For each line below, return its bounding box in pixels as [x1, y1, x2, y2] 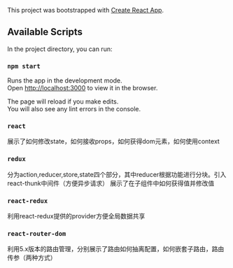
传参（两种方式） [7, 253, 57, 262]
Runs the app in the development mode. [7, 76, 122, 85]
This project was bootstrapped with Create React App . [7, 6, 164, 14]
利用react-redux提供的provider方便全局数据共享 [7, 212, 146, 220]
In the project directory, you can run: [7, 45, 113, 53]
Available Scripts [7, 26, 83, 38]
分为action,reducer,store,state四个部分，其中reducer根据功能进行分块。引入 [7, 170, 227, 178]
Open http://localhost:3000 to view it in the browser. [7, 84, 158, 92]
